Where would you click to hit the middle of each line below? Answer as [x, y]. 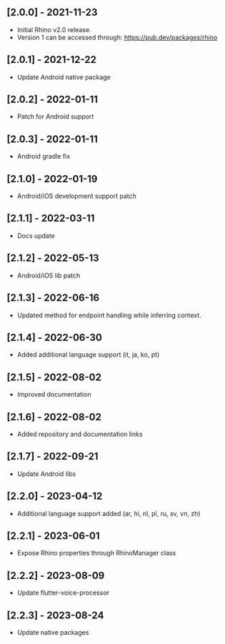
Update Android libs [46, 474]
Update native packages [53, 632]
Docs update [36, 235]
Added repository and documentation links [80, 434]
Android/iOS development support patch [77, 196]
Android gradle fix [44, 157]
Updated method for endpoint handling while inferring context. [109, 315]
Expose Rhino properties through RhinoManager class [96, 553]
